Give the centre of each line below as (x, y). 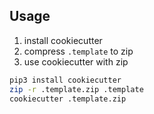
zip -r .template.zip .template (76, 89)
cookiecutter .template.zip (68, 99)
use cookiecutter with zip (76, 61)
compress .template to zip (78, 51)
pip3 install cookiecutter (65, 80)
